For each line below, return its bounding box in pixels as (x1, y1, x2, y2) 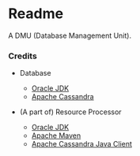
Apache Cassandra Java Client (31, 139, 133, 149)
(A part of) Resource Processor (19, 107, 122, 117)
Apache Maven (31, 131, 81, 140)
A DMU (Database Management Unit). (8, 31, 132, 40)
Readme (8, 5, 64, 23)
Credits (8, 50, 37, 61)
